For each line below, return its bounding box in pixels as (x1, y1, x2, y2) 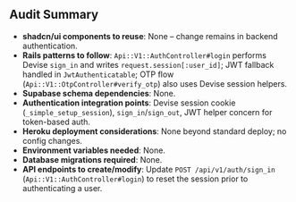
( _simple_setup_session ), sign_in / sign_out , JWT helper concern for (21, 106, 273, 117)
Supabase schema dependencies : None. (21, 88, 176, 98)
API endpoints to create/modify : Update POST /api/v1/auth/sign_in (21, 164, 275, 174)
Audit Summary (9, 7, 99, 22)
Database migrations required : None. (21, 154, 163, 164)
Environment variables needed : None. (21, 145, 165, 156)
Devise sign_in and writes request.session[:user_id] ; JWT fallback (21, 59, 275, 70)
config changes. (21, 135, 83, 146)
